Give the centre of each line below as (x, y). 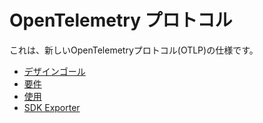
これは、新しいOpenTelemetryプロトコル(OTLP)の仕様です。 (134, 50)
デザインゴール (54, 71)
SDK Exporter (52, 107)
